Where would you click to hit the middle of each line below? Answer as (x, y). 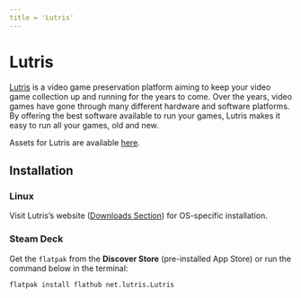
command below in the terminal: (69, 268)
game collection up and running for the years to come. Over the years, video (151, 96)
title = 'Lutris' (42, 18)
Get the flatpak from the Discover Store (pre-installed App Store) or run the (150, 259)
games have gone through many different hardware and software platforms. (150, 106)
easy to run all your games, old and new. (84, 125)
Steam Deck (36, 239)
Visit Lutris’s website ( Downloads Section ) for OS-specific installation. (138, 215)
